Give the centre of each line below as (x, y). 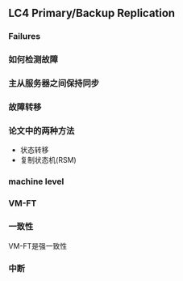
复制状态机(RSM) (48, 160)
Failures (25, 36)
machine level (36, 181)
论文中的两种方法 (42, 131)
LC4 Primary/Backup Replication (92, 13)
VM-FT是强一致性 (38, 245)
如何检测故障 (33, 60)
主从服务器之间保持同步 (54, 83)
